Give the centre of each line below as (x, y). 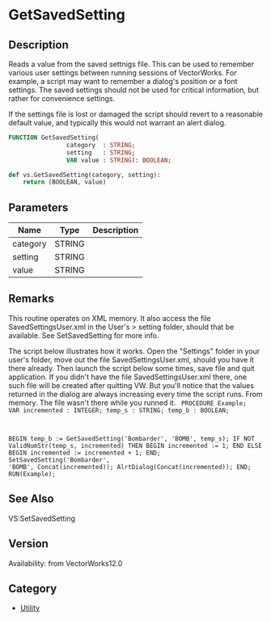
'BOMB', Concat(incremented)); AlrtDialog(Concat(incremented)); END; (130, 467)
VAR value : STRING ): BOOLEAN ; (119, 160)
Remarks (32, 299)
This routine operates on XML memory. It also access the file (110, 318)
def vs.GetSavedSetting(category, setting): (85, 175)
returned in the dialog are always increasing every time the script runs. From (135, 394)
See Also (31, 499)
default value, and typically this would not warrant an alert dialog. (117, 123)
